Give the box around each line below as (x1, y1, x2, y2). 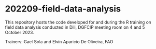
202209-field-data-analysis (5, 3, 121, 14)
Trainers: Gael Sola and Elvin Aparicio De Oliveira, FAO (5, 38, 113, 44)
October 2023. (5, 29, 34, 35)
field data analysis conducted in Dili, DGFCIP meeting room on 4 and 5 (5, 24, 145, 30)
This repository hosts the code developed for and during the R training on (5, 19, 151, 25)
